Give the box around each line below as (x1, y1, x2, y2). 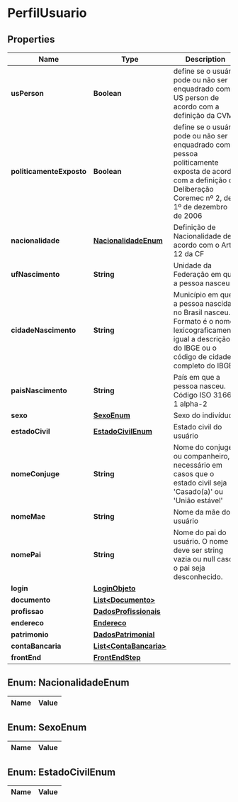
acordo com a (173, 101, 220, 111)
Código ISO (173, 390, 212, 400)
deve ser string (173, 545, 224, 555)
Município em (173, 290, 219, 300)
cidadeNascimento (11, 325, 76, 335)
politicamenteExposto (11, 167, 87, 176)
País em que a (173, 373, 221, 382)
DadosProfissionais (93, 607, 161, 616)
